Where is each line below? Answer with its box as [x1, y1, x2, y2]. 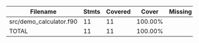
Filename [30, 8, 57, 15]
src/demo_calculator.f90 [9, 18, 78, 25]
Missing [168, 8, 192, 15]
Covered [106, 8, 131, 15]
